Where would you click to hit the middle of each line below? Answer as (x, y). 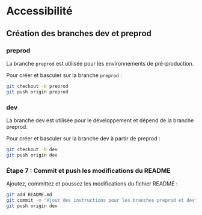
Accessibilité (39, 11)
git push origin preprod (37, 92)
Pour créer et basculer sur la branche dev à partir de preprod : (83, 138)
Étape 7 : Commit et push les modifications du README (89, 170)
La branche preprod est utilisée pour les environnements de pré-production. (100, 63)
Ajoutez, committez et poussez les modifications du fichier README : (92, 183)
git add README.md (29, 195)
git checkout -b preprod (37, 86)
